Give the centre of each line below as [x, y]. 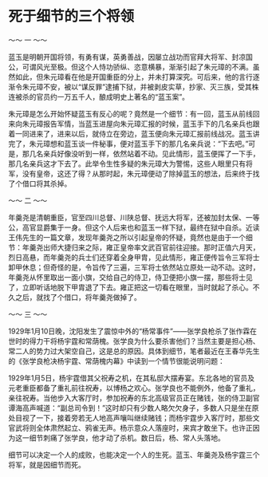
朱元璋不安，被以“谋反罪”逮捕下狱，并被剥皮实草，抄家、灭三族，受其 [137, 87]
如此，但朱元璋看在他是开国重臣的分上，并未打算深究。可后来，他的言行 [134, 77]
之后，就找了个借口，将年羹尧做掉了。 [78, 297]
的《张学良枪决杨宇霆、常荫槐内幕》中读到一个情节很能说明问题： [116, 361]
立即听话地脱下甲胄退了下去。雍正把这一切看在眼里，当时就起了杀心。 [137, 287]
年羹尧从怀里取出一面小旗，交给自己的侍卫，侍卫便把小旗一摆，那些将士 [127, 277]
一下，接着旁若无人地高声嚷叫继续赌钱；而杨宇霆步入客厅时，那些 [144, 418]
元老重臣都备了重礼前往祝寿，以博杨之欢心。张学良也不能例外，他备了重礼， [134, 388]
